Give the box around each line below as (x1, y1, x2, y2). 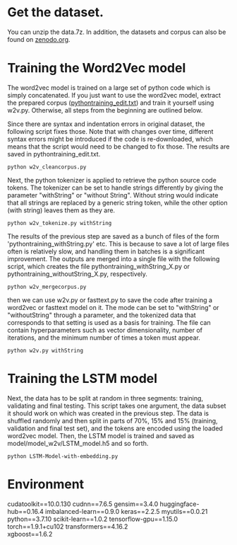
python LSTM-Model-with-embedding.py (7, 452, 119, 460)
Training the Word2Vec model (7, 60, 186, 76)
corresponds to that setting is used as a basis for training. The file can (7, 318, 211, 326)
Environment (7, 476, 85, 492)
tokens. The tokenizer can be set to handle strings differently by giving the (7, 183, 224, 192)
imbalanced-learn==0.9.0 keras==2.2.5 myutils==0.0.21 (44, 507, 208, 515)
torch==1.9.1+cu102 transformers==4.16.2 (7, 522, 128, 531)
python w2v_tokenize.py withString (7, 219, 112, 226)
